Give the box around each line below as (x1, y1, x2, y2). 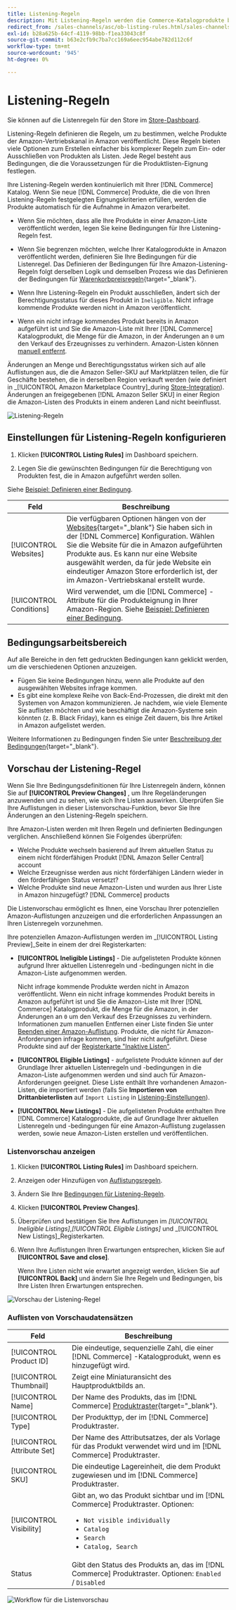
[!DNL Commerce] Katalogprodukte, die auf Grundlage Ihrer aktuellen (17, 1115, 219, 1123)
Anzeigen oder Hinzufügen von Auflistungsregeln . (17, 1176, 163, 1185)
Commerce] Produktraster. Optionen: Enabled (71, 1569, 221, 1578)
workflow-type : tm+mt (7, 43, 71, 50)
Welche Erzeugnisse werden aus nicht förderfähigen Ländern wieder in (17, 869, 223, 877)
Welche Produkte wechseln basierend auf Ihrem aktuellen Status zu (17, 846, 214, 855)
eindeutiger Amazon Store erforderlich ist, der (66, 566, 218, 576)
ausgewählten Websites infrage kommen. (17, 684, 138, 692)
